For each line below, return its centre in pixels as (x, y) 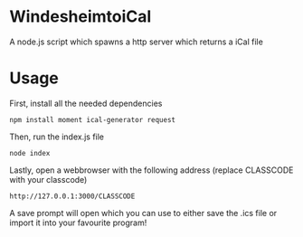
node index (30, 153)
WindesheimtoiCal (80, 17)
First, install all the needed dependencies (86, 103)
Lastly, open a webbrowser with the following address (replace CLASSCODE (151, 170)
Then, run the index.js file (57, 137)
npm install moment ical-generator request (93, 119)
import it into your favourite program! (78, 223)
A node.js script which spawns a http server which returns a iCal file (137, 42)
